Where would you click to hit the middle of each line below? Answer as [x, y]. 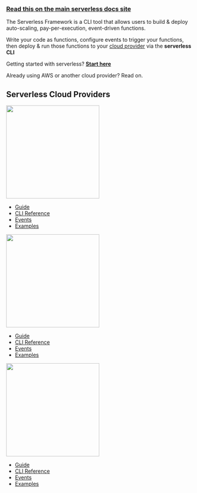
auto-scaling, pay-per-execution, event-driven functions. [76, 28]
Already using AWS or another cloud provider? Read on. [75, 76]
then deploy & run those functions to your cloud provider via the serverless [99, 46]
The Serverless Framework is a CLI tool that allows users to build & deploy [97, 22]
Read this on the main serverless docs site [69, 9]
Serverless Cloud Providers [58, 94]
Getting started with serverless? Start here [59, 64]
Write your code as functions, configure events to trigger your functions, [95, 40]
